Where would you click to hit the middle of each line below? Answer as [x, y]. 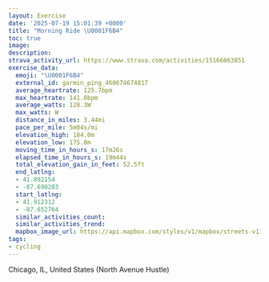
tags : [17, 240]
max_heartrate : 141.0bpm [57, 98]
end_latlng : [36, 172]
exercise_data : [34, 68]
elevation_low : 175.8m [53, 142]
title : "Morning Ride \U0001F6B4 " [66, 30]
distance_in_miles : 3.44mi [60, 120]
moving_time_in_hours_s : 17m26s [70, 150]
